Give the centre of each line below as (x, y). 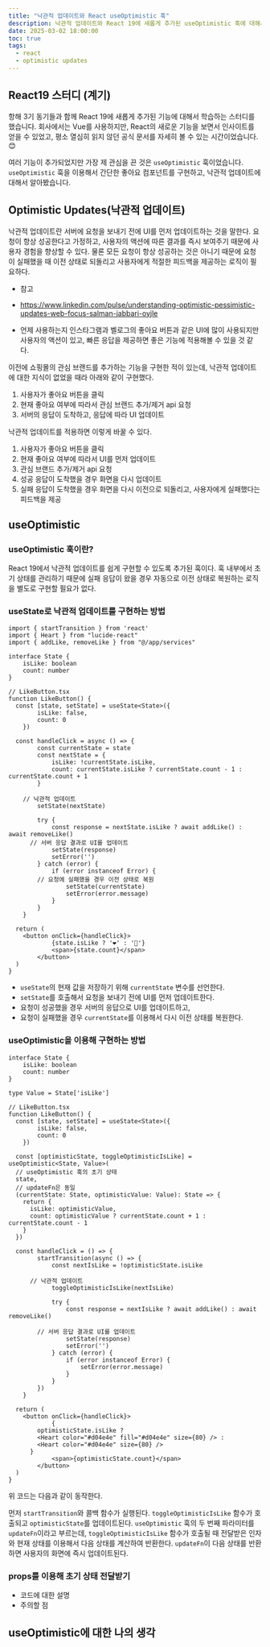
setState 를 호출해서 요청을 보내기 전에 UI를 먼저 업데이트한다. (117, 998)
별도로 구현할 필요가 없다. (56, 588)
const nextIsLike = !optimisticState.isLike (127, 1265)
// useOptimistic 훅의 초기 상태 (66, 1172)
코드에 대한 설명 (45, 1595)
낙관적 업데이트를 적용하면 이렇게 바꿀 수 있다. (80, 431)
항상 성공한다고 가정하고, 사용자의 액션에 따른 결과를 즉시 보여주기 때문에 (137, 241)
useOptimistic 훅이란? (51, 549)
